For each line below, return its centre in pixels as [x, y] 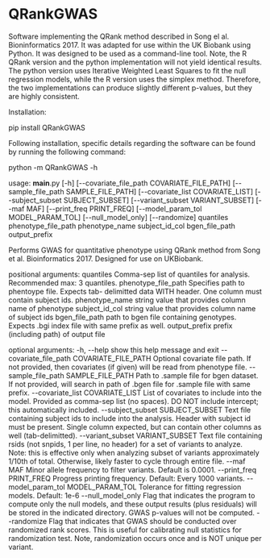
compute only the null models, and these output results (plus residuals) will [133, 504]
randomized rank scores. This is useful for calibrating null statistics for [125, 530]
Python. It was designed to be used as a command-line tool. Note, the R [128, 53]
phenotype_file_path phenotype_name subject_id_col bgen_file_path [122, 226]
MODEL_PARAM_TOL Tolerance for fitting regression [154, 487]
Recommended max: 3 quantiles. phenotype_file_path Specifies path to [127, 282]
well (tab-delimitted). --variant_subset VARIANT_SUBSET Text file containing [135, 435]
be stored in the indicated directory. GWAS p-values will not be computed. [132, 512]
